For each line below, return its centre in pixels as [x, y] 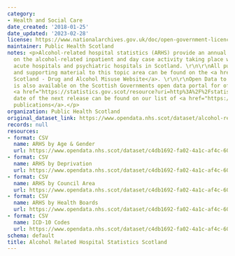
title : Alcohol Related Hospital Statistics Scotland [87, 242]
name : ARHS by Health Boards [56, 203]
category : [22, 14]
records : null [28, 124]
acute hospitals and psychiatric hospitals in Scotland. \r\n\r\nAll [117, 66]
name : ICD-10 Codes [42, 222]
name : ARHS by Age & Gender [55, 144]
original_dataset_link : [42, 118]
